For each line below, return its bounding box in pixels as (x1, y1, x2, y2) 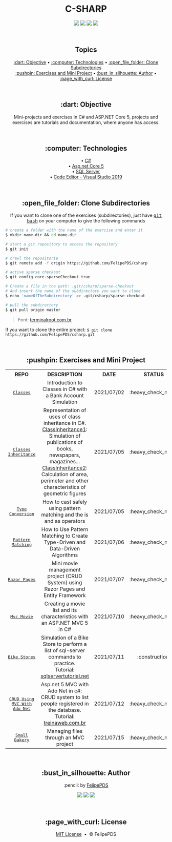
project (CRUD (47, 572, 82, 580)
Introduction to (47, 379, 83, 386)
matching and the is (40, 511, 89, 518)
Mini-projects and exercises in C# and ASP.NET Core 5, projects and (13, 114, 159, 120)
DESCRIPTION (47, 371, 82, 378)
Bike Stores (8, 654, 36, 660)
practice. (54, 660, 76, 667)
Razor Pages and (44, 585, 85, 592)
